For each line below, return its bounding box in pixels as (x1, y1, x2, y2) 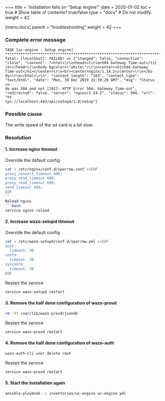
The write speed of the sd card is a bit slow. (5, 122, 94, 127)
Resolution (5, 134, 31, 141)
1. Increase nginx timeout (5, 146, 57, 152)
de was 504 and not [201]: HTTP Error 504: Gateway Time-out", (5, 86, 137, 92)
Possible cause (5, 111, 42, 118)
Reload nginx (5, 199, 32, 204)
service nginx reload (5, 208, 50, 213)
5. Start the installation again (5, 380, 65, 386)
